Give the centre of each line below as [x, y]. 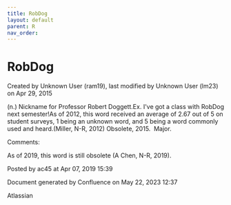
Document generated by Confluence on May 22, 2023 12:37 [92, 182]
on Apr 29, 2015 [30, 93]
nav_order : [23, 33]
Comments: [23, 142]
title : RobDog [28, 13]
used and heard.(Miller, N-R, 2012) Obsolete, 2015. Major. [89, 129]
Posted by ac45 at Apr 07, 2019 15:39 [60, 169]
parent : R [21, 26]
